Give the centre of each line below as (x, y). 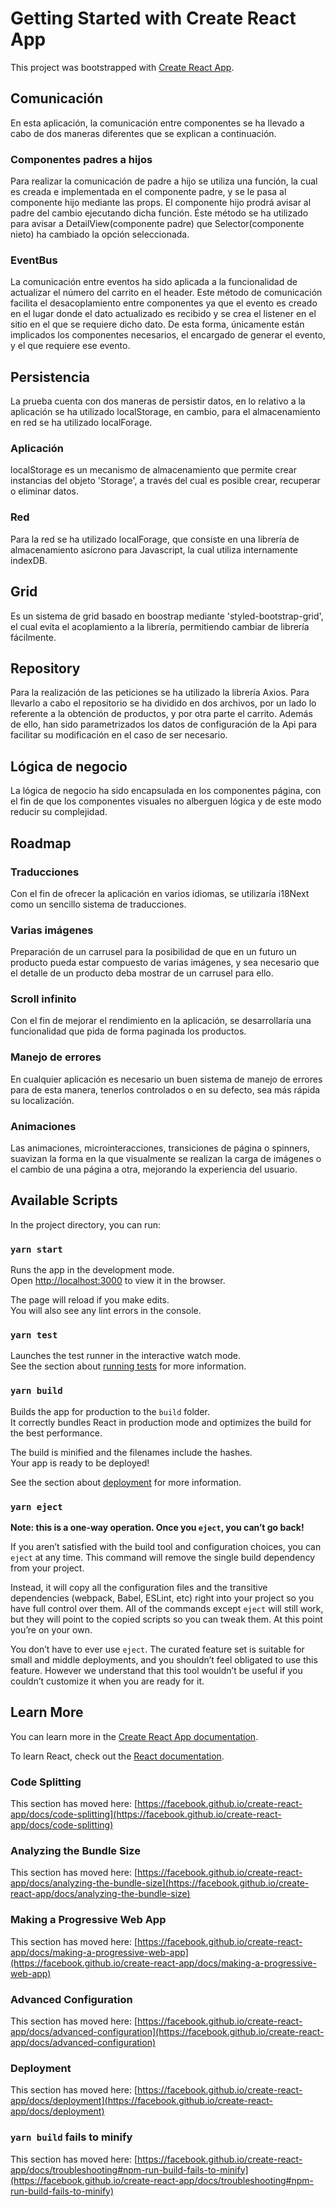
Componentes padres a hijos (81, 159)
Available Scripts (64, 1200)
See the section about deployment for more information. (126, 1482)
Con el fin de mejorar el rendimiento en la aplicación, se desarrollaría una (161, 1021)
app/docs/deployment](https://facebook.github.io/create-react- (141, 2101)
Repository (45, 668)
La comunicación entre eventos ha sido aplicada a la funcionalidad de (154, 282)
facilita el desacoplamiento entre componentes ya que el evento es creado (164, 303)
